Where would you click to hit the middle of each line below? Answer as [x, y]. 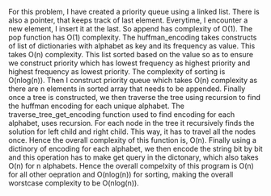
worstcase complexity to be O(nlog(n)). [74, 183]
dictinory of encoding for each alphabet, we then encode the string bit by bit [135, 149]
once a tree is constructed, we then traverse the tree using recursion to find [135, 97]
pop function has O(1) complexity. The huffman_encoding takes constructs [133, 37]
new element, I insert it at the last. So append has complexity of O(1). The [131, 29]
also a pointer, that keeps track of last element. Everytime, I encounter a [128, 20]
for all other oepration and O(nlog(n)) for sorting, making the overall [121, 174]
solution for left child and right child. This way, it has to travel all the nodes [132, 131]
